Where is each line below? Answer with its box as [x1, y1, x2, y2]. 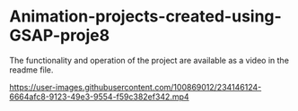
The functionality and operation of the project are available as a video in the [9, 55, 290, 65]
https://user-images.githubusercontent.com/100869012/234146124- [9, 81, 262, 92]
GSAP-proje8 [9, 25, 110, 46]
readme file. [9, 64, 54, 75]
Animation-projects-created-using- [9, 6, 283, 27]
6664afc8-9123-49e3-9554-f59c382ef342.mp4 [9, 91, 190, 102]
